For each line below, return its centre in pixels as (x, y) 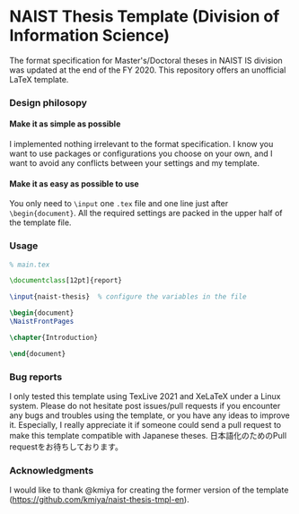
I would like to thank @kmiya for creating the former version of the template (149, 490)
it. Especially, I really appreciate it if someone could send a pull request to (145, 424)
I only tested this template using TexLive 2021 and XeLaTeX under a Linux (145, 396)
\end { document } (38, 353)
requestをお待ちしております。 (66, 447)
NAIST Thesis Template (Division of (145, 17)
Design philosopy (48, 102)
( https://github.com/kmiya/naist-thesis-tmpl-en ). (100, 500)
